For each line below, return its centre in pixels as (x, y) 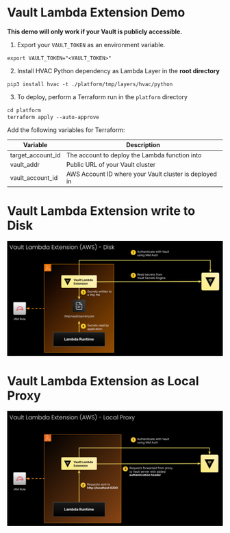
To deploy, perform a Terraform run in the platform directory (102, 96)
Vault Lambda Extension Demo (96, 13)
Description (143, 145)
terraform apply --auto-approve (53, 117)
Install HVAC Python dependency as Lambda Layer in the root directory (118, 70)
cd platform (24, 110)
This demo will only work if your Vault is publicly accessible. (95, 31)
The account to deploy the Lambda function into (134, 155)
